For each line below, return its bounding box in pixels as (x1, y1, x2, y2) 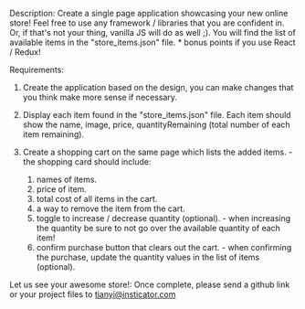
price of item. (36, 184, 87, 195)
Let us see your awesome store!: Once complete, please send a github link (9, 279, 290, 290)
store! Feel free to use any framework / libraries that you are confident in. (9, 17, 285, 28)
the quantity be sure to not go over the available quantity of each (36, 223, 281, 233)
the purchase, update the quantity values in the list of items (36, 251, 260, 262)
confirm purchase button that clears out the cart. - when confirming (36, 242, 292, 252)
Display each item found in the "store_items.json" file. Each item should (22, 110, 291, 120)
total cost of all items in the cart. (36, 194, 158, 204)
